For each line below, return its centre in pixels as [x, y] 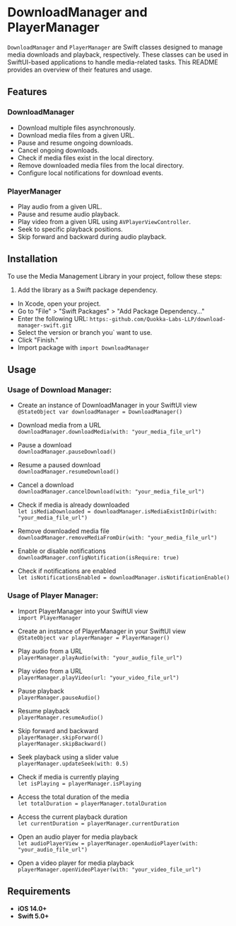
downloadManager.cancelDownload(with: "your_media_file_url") [111, 492]
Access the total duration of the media [73, 797]
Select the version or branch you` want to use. [85, 332]
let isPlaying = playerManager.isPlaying [79, 783]
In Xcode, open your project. [59, 303]
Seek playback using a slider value [68, 757]
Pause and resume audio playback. [69, 214]
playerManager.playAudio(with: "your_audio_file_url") [100, 658]
